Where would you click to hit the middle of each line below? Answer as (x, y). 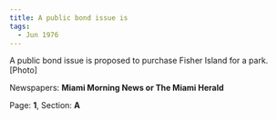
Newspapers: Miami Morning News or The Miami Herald (117, 88)
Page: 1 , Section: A (45, 105)
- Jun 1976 (38, 35)
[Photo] (24, 70)
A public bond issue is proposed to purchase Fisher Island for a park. (139, 61)
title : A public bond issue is (69, 18)
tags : (20, 26)
